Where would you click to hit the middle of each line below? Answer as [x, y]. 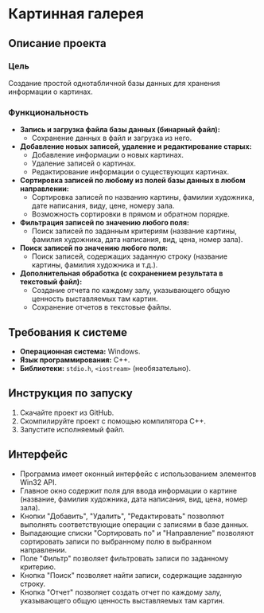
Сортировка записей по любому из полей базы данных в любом [132, 181]
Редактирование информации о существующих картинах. [130, 172]
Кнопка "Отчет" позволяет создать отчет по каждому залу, [121, 592]
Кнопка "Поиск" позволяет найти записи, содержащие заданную [131, 575]
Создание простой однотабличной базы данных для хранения [114, 83]
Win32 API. [38, 482]
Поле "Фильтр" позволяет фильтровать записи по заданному [124, 558]
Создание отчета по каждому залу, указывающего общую [131, 291]
